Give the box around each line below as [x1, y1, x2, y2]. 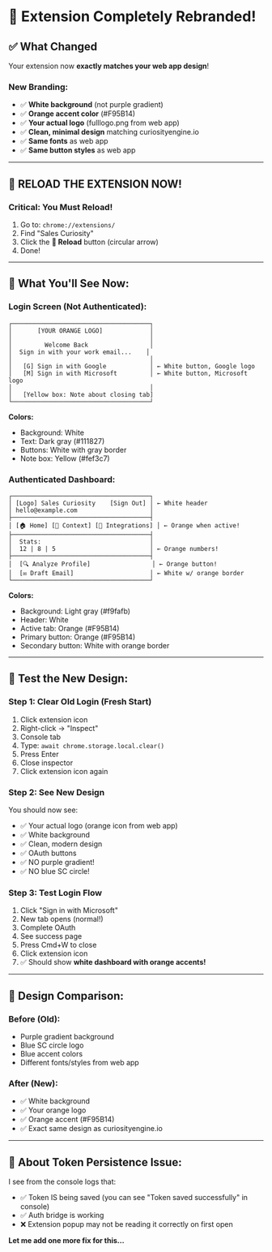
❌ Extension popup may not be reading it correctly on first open [19, 1220, 233, 1229]
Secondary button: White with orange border [19, 640, 170, 650]
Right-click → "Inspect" [19, 723, 99, 733]
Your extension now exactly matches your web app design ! [8, 61, 210, 71]
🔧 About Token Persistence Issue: [8, 1155, 182, 1169]
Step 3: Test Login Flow [8, 887, 103, 898]
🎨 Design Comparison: [8, 989, 124, 1003]
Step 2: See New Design [8, 786, 105, 798]
